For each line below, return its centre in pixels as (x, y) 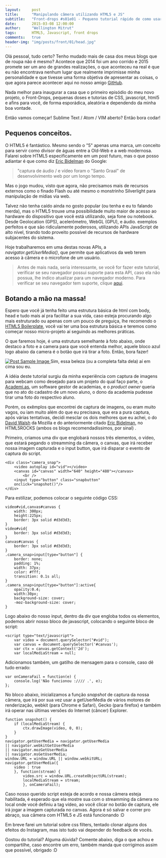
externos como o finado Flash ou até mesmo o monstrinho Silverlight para (81, 191)
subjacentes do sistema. (30, 237)
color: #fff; (27, 572)
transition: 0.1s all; (37, 576)
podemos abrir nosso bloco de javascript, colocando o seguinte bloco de (80, 622)
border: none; (28, 559)
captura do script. (23, 454)
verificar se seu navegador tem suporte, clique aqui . (70, 283)
